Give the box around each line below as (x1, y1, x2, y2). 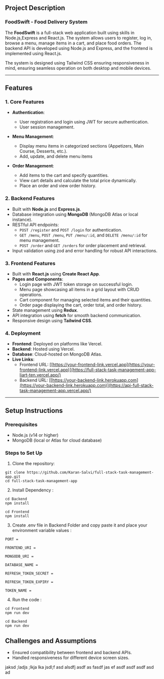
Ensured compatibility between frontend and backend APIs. (12, 650, 132, 656)
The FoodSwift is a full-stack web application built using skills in (5, 29, 135, 36)
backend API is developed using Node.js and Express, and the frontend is (5, 45, 153, 51)
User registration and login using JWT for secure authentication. (19, 119, 149, 125)
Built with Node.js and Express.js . (12, 206, 82, 212)
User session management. (19, 124, 75, 130)
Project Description (5, 4, 65, 12)
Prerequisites (5, 421, 38, 428)
